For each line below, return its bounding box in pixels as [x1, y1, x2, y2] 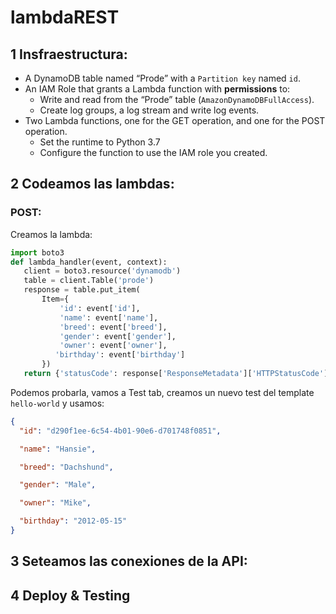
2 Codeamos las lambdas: [10, 176, 175, 193]
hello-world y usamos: [10, 397, 105, 409]
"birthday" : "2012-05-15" [19, 516, 128, 526]
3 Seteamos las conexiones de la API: [10, 553, 248, 570]
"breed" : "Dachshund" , [19, 462, 114, 472]
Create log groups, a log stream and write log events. [39, 104, 260, 116]
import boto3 [10, 247, 65, 258]
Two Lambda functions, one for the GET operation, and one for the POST [24, 115, 326, 126]
